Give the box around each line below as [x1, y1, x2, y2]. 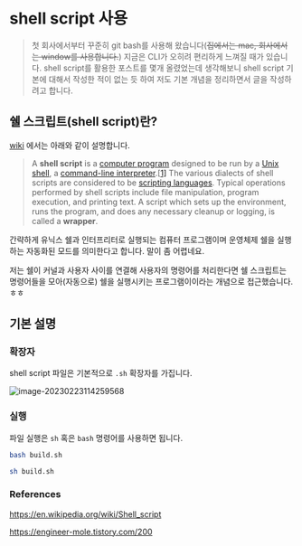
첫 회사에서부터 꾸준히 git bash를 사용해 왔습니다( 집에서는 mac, [31, 40, 257, 51]
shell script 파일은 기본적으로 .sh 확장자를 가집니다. [9, 368, 193, 379]
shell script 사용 [9, 8, 128, 29]
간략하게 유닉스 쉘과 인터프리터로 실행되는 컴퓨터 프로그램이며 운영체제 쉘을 [9, 234, 276, 245]
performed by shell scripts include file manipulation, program [31, 186, 260, 197]
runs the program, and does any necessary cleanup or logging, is [31, 205, 276, 217]
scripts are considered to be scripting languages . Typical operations [31, 177, 287, 188]
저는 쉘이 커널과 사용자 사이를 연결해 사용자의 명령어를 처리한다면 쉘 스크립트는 [9, 264, 288, 276]
